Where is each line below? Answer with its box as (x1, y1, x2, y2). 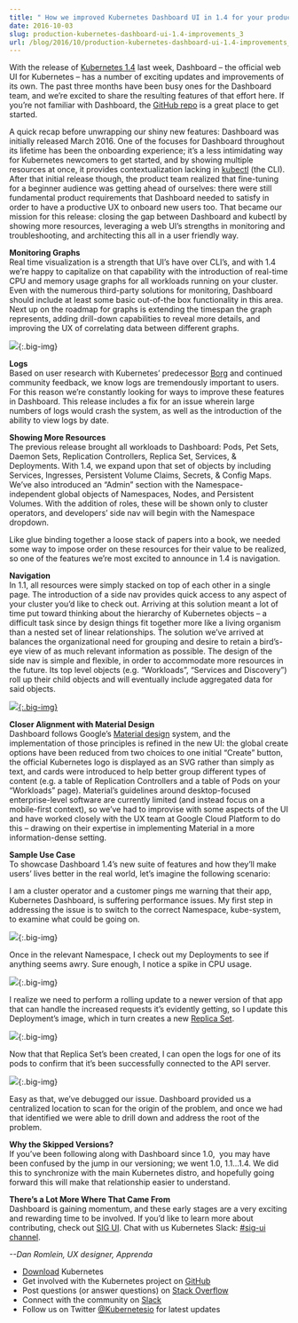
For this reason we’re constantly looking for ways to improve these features (9, 387, 285, 398)
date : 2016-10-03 (9, 21, 74, 30)
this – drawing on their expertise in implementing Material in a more (9, 823, 255, 834)
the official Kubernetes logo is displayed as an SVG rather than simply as (9, 757, 275, 768)
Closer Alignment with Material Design (9, 719, 155, 730)
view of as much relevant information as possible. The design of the (24, 646, 273, 657)
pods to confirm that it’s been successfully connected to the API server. (9, 1058, 271, 1069)
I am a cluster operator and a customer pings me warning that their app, (9, 885, 272, 897)
